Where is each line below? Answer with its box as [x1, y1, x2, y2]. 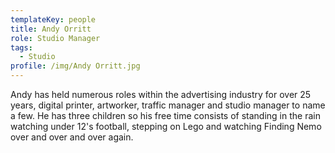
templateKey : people [10, 14, 97, 25]
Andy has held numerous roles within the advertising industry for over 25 [10, 89, 312, 100]
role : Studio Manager [10, 33, 101, 43]
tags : [10, 42, 33, 53]
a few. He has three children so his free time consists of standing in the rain [10, 110, 321, 121]
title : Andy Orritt [10, 24, 92, 34]
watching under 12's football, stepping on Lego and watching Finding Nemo [10, 121, 322, 132]
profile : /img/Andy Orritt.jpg [10, 61, 141, 71]
